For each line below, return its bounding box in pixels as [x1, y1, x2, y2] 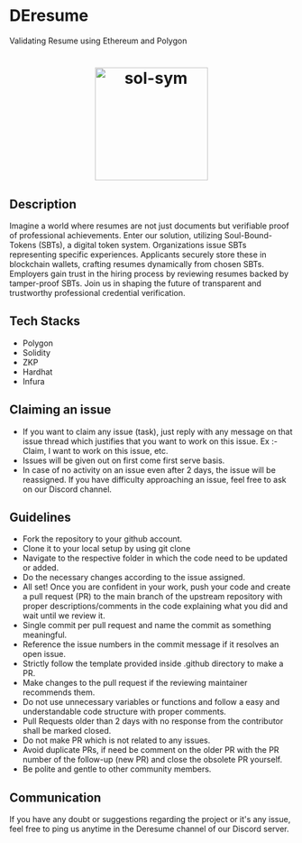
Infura [22, 375, 45, 386]
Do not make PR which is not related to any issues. [22, 735, 211, 746]
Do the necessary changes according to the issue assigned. [22, 572, 246, 583]
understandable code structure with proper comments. [22, 706, 227, 718]
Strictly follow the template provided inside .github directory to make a [22, 658, 284, 669]
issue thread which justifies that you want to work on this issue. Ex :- [22, 435, 278, 447]
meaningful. [22, 629, 68, 641]
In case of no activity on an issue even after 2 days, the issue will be [22, 464, 277, 475]
